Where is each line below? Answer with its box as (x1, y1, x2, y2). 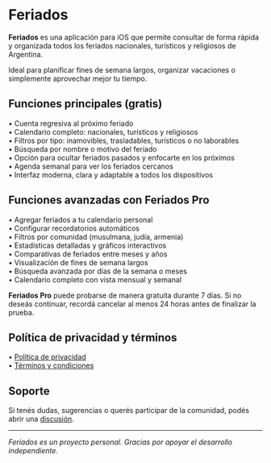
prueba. (8, 307, 35, 317)
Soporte (8, 384, 50, 398)
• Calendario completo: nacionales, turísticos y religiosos (8, 127, 198, 136)
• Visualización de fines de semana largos (8, 257, 148, 267)
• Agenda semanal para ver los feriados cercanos (8, 161, 173, 171)
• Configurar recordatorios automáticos (8, 223, 140, 233)
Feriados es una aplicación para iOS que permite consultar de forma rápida (8, 32, 260, 42)
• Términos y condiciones (8, 361, 94, 370)
